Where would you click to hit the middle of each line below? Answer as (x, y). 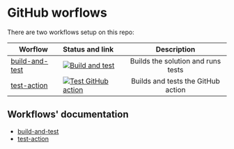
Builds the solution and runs (175, 61)
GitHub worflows (57, 13)
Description (175, 49)
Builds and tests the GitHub (176, 81)
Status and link (88, 49)
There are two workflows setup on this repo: (71, 32)
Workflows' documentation (68, 115)
